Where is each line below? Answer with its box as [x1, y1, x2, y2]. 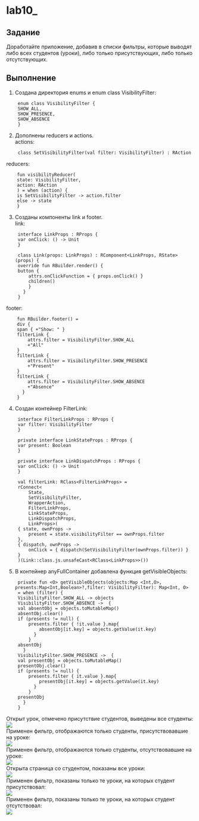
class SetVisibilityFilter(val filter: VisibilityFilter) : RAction [17, 150, 192, 156]
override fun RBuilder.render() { [17, 263, 104, 268]
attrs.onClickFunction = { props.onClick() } [28, 273, 144, 279]
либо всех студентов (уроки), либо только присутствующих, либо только [6, 50, 192, 57]
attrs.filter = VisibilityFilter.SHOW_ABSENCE [27, 378, 145, 385]
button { [17, 268, 40, 274]
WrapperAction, [28, 499, 66, 506]
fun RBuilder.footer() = [17, 316, 79, 322]
